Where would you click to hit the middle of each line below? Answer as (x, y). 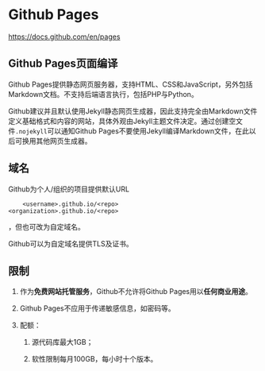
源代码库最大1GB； (62, 342)
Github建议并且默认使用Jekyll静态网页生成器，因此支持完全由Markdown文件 (133, 111)
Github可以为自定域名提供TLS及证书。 (71, 243)
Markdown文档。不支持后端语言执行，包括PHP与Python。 (103, 94)
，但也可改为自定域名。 (46, 226)
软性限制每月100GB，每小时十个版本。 (94, 359)
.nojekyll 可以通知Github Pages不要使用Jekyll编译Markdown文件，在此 (132, 131)
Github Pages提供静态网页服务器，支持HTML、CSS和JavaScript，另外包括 (131, 84)
